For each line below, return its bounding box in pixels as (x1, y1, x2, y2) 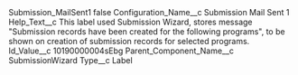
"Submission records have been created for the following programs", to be (8, 26, 285, 37)
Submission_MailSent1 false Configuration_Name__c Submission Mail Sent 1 (8, 7, 290, 17)
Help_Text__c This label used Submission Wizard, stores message (8, 16, 254, 27)
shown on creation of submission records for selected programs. (8, 36, 250, 46)
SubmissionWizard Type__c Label (8, 55, 133, 65)
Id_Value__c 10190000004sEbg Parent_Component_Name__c (8, 45, 235, 56)
